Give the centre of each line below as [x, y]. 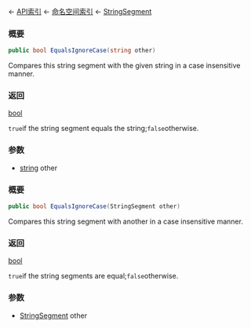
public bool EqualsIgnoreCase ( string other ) [82, 51]
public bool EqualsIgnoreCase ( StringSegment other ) [94, 206]
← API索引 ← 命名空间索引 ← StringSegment [80, 11]
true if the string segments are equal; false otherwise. [93, 276]
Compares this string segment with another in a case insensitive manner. [125, 221]
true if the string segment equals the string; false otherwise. [104, 129]
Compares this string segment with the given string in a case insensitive [124, 66]
